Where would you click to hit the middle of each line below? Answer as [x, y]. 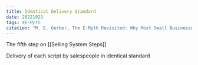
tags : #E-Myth [24, 22]
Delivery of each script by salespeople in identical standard [78, 56]
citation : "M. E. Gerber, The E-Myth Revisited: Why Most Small [87, 28]
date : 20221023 [25, 17]
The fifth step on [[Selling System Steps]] [56, 45]
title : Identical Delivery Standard [51, 11]
